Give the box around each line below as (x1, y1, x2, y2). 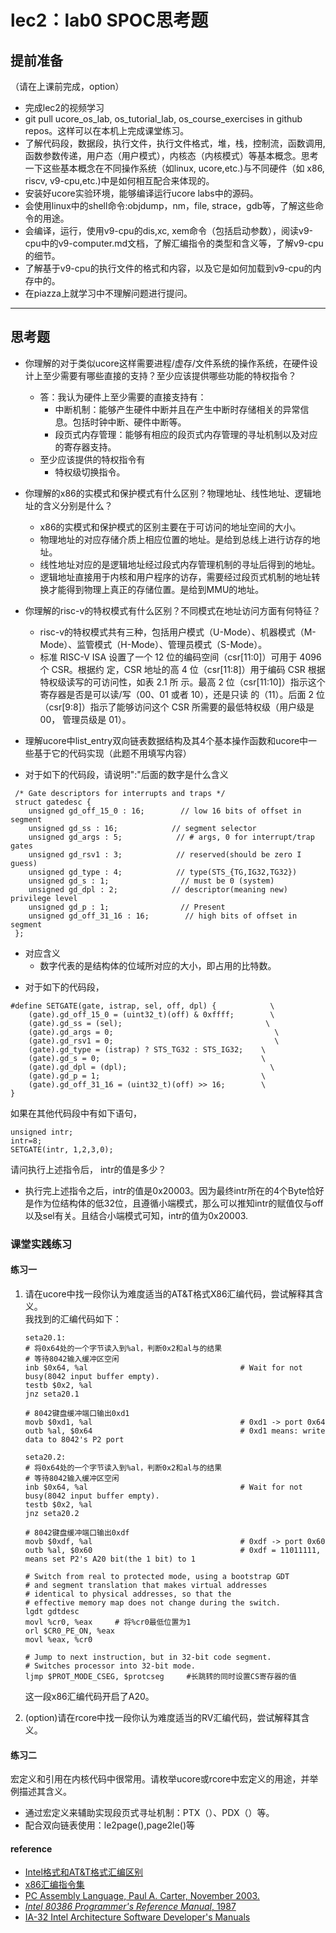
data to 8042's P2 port (24, 1434, 125, 1445)
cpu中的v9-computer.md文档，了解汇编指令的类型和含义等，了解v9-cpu (24, 237, 324, 249)
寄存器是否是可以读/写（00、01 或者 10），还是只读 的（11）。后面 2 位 (39, 688, 325, 700)
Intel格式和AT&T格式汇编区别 (24, 1866, 144, 1878)
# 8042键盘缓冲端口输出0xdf (24, 1527, 130, 1538)
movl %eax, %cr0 (24, 1634, 93, 1645)
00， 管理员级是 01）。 (39, 713, 132, 725)
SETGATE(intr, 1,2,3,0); (10, 1144, 114, 1155)
